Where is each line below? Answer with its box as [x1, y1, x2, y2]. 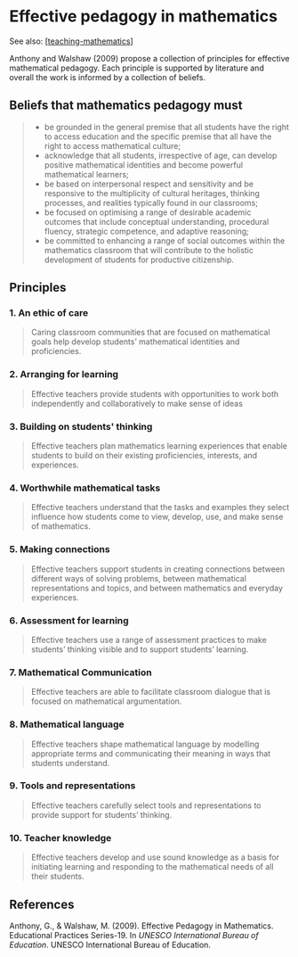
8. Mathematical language [9, 718, 125, 730]
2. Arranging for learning [9, 368, 118, 381]
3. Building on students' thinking [9, 420, 153, 433]
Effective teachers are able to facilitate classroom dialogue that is [30, 687, 271, 697]
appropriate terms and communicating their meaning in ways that [30, 747, 271, 759]
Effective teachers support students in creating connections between [30, 564, 286, 574]
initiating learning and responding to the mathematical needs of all [30, 862, 274, 872]
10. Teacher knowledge [9, 831, 112, 844]
